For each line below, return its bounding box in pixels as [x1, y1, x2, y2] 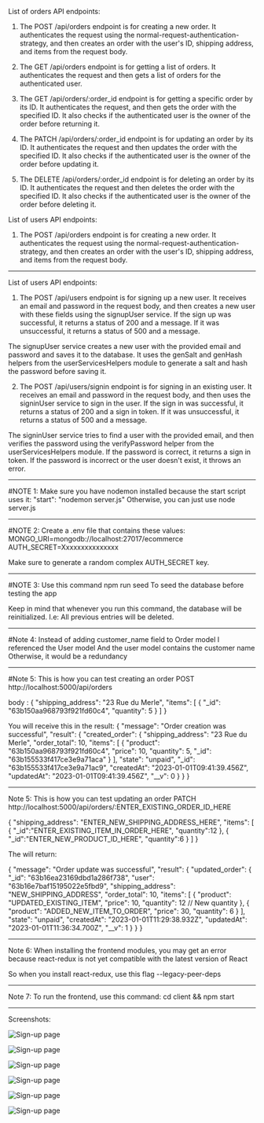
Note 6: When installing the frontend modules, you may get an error [8, 946, 227, 955]
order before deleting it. [19, 200, 97, 209]
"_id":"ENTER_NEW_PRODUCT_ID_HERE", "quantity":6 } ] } [8, 835, 199, 843]
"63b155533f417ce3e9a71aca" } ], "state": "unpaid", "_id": [8, 754, 196, 764]
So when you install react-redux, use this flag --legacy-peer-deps [8, 970, 222, 978]
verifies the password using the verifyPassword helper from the [8, 439, 214, 448]
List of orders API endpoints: [8, 7, 101, 16]
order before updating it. [19, 160, 100, 168]
